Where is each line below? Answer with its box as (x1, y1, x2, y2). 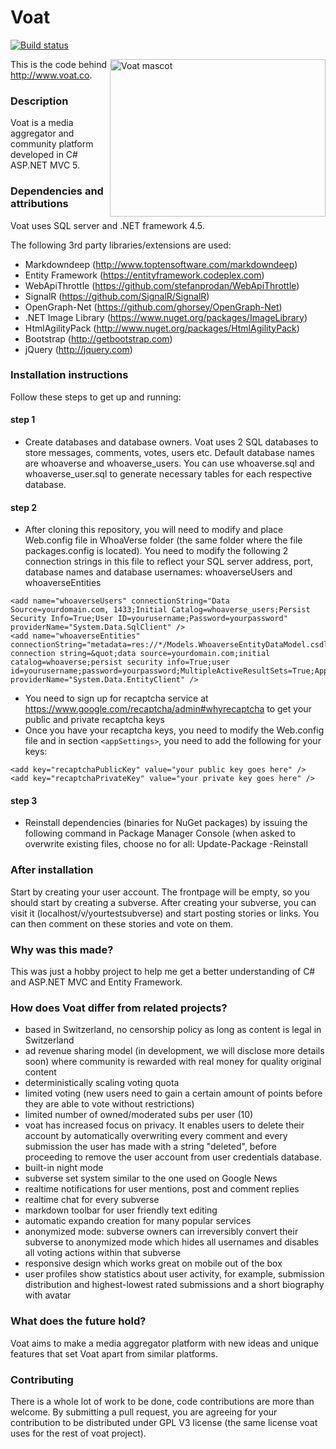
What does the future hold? (10, 1314, 147, 1328)
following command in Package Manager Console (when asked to (24, 827, 296, 840)
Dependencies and (10, 184, 104, 198)
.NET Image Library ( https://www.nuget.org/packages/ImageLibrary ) (24, 311, 308, 323)
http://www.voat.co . (10, 69, 93, 81)
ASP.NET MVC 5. (10, 159, 81, 171)
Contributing (10, 1372, 74, 1386)
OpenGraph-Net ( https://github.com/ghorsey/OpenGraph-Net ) (24, 301, 283, 313)
